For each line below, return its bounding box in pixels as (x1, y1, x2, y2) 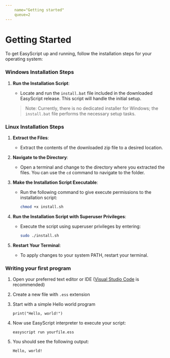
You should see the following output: (12, 339, 90, 345)
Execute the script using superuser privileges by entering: (20, 223, 141, 229)
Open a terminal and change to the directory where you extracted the (20, 164, 165, 170)
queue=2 (14, 12, 30, 17)
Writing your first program (5, 264, 71, 271)
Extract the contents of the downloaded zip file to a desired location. (20, 145, 163, 151)
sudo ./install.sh (20, 233, 59, 238)
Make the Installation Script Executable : (12, 179, 99, 185)
